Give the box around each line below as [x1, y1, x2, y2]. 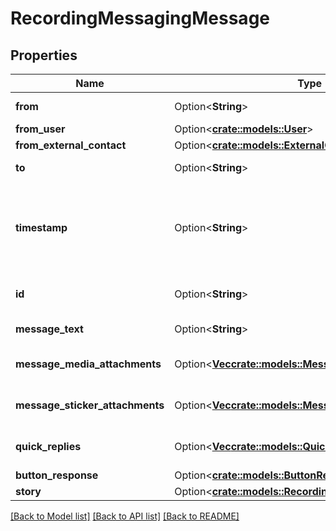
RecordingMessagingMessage [10, 7, 270, 30]
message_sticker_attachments [15, 398, 165, 412]
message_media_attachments [15, 357, 162, 371]
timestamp [15, 221, 68, 234]
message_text [15, 322, 84, 336]
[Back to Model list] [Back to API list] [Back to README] [10, 510, 240, 522]
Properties [10, 47, 78, 64]
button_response [15, 468, 99, 482]
